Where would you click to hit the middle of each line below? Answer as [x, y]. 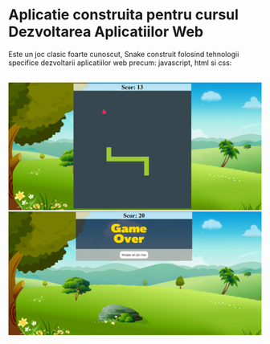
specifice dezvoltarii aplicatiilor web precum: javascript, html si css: [120, 63]
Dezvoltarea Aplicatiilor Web [106, 32]
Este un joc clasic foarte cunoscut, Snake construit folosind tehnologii [124, 54]
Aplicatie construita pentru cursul [124, 15]
